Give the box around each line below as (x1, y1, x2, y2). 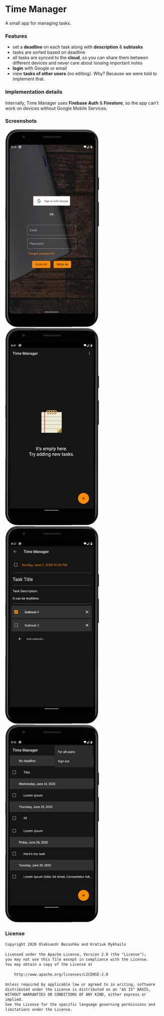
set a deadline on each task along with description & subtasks (12, 44, 143, 50)
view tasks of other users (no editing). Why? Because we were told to (12, 71, 157, 77)
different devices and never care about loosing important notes (12, 60, 142, 66)
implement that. (12, 76, 45, 82)
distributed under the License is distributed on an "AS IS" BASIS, (5, 987, 151, 992)
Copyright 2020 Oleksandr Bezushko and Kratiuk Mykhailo (5, 942, 126, 947)
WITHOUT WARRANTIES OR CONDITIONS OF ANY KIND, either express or (5, 992, 146, 997)
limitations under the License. (5, 1007, 72, 1012)
